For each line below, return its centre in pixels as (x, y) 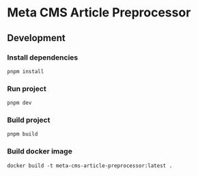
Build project (29, 120)
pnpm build (23, 134)
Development (37, 38)
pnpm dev (19, 103)
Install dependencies (43, 58)
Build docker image (40, 151)
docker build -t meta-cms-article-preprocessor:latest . (90, 166)
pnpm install (26, 71)
